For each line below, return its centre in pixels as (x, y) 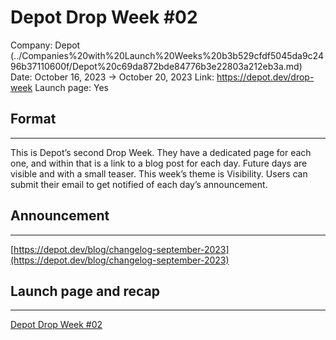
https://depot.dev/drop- (265, 77)
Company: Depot (45, 45)
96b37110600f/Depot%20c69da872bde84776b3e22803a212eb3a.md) (156, 66)
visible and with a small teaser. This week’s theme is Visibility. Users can (159, 173)
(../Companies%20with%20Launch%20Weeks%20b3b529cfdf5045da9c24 (167, 55)
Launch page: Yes (71, 87)
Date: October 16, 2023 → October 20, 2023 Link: (112, 77)
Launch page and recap (85, 291)
